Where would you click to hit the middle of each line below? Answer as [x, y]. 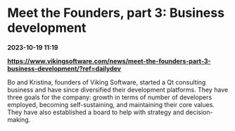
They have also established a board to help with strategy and [96, 112]
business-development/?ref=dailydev [64, 68]
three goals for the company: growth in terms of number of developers [110, 97]
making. [19, 119]
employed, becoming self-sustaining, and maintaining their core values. [111, 104]
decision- [199, 112]
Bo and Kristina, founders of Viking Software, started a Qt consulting [107, 82]
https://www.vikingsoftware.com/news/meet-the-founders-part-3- [109, 61]
